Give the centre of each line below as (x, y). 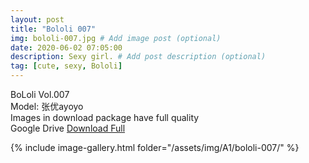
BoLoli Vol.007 (40, 94)
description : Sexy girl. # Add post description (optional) (138, 57)
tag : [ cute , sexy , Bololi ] (66, 66)
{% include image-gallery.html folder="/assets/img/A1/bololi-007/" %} (155, 147)
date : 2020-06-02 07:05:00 (66, 47)
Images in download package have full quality (105, 117)
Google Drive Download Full (68, 128)
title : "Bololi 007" (53, 29)
